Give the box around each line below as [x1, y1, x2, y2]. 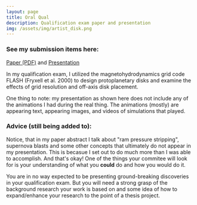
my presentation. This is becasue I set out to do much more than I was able [6, 148, 191, 155]
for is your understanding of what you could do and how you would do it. [6, 161, 186, 168]
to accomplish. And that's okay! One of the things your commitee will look [6, 155, 188, 162]
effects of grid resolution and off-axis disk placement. [6, 83, 138, 90]
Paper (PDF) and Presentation [6, 59, 79, 66]
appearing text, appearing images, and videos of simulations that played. [6, 107, 186, 114]
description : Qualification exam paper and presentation [6, 20, 151, 26]
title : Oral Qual [6, 14, 50, 20]
